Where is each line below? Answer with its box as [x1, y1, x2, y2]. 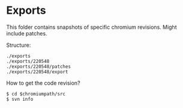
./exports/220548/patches [6, 64, 71, 70]
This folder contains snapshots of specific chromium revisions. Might [6, 23, 177, 31]
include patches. [6, 29, 47, 37]
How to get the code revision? [6, 79, 80, 86]
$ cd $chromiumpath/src [6, 91, 66, 97]
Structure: [6, 41, 31, 49]
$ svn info [6, 96, 34, 102]
